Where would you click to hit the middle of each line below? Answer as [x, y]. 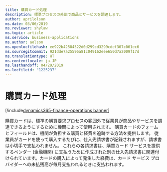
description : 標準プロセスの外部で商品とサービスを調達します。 [64, 14]
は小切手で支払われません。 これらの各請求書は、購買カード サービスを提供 [83, 146]
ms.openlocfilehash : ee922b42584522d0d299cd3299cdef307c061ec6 [72, 47]
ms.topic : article [24, 33]
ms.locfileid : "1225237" [31, 70]
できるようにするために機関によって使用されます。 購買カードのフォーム [84, 127]
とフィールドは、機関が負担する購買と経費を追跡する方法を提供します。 [79, 133]
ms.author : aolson [24, 42]
